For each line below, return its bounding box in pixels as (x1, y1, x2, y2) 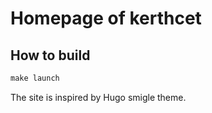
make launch (10, 73, 60, 83)
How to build (10, 47, 91, 64)
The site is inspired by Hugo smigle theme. (10, 91, 187, 103)
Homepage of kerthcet (10, 7, 202, 30)
